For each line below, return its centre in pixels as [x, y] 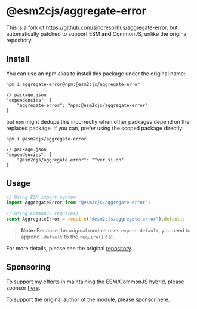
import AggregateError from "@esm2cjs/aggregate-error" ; [79, 203]
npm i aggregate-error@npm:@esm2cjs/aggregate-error [73, 84]
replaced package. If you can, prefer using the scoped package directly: [95, 128]
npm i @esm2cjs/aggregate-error [46, 139]
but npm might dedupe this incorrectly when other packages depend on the [98, 121]
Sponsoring [28, 267]
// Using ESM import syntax [41, 197]
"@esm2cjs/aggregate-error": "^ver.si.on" [70, 160]
